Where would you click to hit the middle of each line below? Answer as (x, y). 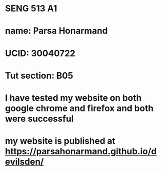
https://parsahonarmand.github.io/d (81, 151)
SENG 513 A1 (31, 9)
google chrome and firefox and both (79, 108)
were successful (40, 118)
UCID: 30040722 (40, 53)
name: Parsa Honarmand (57, 31)
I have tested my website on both (73, 98)
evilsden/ (24, 162)
